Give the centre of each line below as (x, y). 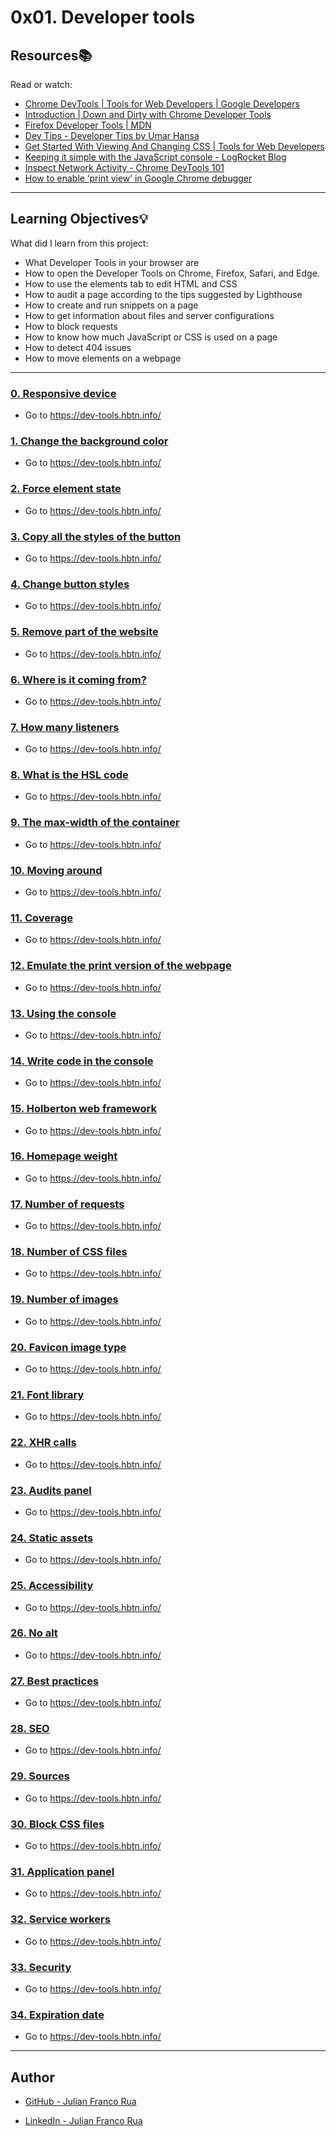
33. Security (41, 1967)
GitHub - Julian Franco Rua (80, 2102)
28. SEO (30, 1729)
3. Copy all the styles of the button (96, 536)
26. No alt (34, 1633)
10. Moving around (56, 870)
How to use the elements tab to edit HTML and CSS (131, 283)
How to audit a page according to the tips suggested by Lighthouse (163, 294)
